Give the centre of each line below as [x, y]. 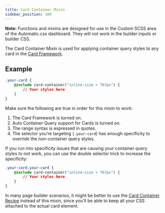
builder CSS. [18, 39]
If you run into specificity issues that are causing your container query [76, 148]
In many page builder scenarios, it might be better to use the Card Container [82, 196]
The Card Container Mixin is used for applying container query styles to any [82, 48]
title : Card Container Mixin [35, 10]
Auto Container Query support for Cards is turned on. [66, 123]
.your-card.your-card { [30, 168]
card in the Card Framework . [34, 53]
